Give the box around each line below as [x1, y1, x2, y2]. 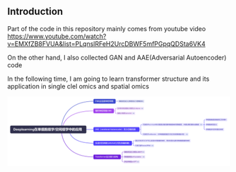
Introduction [7, 6, 64, 18]
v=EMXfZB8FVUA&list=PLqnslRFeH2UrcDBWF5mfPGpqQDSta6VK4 [7, 39, 206, 48]
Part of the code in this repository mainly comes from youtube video [7, 24, 206, 33]
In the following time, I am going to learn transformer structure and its [7, 74, 210, 83]
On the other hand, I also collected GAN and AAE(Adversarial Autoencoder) [7, 53, 227, 62]
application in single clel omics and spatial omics [7, 81, 150, 91]
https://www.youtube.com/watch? [7, 32, 107, 40]
